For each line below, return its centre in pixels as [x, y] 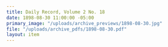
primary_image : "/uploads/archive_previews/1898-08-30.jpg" [85, 23]
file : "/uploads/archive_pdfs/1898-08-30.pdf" [67, 29]
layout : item [23, 35]
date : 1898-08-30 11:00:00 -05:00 [50, 18]
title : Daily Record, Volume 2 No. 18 [56, 12]
